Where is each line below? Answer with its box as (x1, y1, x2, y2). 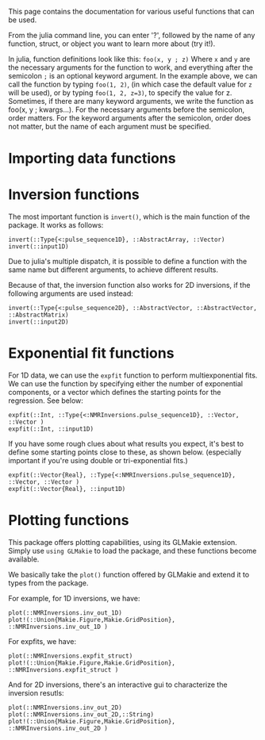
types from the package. (8, 578, 89, 588)
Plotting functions (8, 512, 129, 530)
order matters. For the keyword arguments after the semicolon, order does (8, 113, 252, 122)
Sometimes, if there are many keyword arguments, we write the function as (8, 97, 254, 105)
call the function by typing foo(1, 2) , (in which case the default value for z (8, 79, 252, 89)
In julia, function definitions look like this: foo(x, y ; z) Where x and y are (8, 55, 251, 63)
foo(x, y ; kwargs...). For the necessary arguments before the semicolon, (8, 105, 245, 114)
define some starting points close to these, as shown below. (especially (8, 447, 242, 457)
